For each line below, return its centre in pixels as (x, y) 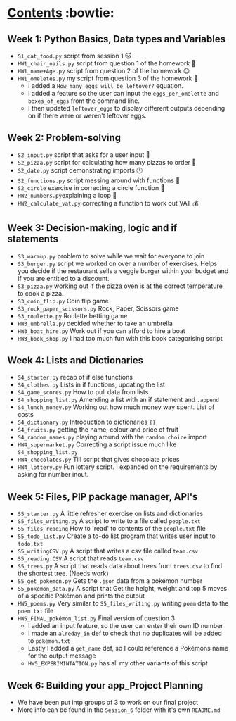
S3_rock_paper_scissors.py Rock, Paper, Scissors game (98, 308)
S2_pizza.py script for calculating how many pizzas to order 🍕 (107, 162)
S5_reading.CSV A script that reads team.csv (80, 558)
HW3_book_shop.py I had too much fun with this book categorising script (120, 338)
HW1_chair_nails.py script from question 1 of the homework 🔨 (106, 63)
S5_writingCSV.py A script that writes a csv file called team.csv (108, 551)
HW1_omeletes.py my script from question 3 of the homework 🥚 (107, 78)
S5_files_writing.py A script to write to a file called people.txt (109, 521)
